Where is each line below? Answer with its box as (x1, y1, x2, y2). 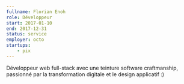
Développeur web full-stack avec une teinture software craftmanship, (6, 64, 179, 71)
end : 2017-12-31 (6, 25, 47, 32)
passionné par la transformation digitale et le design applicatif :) (6, 70, 164, 78)
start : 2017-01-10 (6, 20, 52, 26)
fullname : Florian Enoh (6, 8, 66, 15)
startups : (6, 43, 31, 49)
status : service (6, 31, 47, 37)
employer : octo (6, 37, 44, 43)
